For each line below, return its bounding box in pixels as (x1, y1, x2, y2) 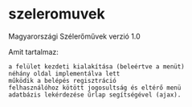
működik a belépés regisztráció (8, 76, 116, 84)
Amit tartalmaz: (8, 47, 59, 56)
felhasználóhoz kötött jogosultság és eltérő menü (8, 84, 182, 92)
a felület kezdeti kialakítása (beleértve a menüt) (8, 62, 185, 71)
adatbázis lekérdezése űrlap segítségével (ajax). (8, 90, 182, 99)
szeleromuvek (8, 5, 106, 23)
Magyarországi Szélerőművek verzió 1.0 (8, 31, 141, 41)
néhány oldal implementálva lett (8, 69, 121, 77)
